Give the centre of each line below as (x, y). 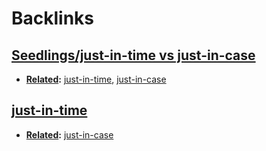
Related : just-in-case (69, 134)
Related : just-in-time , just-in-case (96, 79)
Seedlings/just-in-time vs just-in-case (133, 55)
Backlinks (53, 18)
